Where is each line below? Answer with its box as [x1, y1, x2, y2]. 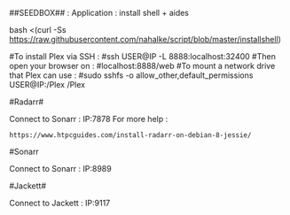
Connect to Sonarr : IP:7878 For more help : [9, 114, 169, 124]
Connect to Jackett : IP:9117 [9, 198, 111, 208]
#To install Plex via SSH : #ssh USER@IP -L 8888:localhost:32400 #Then [9, 51, 277, 61]
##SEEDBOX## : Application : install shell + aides [9, 8, 189, 18]
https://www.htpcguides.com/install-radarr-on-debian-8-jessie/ [9, 131, 252, 140]
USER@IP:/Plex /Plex [9, 80, 86, 89]
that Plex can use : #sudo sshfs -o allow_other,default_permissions [9, 70, 254, 81]
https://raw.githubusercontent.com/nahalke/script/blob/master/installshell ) [9, 35, 282, 44]
